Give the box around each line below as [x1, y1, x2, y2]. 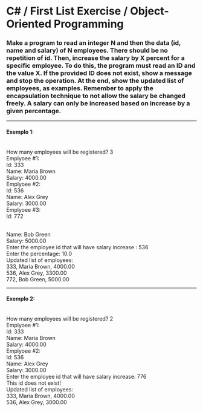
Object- [129, 4, 169, 18]
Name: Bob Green [6, 231, 51, 238]
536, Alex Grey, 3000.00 [6, 398, 68, 406]
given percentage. [6, 107, 62, 116]
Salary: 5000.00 [6, 237, 47, 244]
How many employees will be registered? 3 [6, 148, 114, 155]
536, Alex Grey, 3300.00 [6, 269, 68, 276]
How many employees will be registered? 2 [6, 315, 114, 322]
